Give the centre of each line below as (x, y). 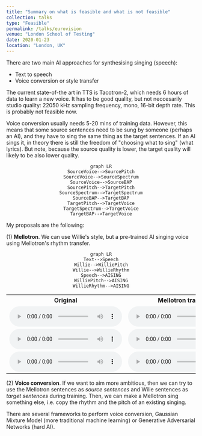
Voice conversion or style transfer (57, 81)
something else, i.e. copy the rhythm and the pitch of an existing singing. (96, 402)
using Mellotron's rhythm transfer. (48, 243)
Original (66, 300)
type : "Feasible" (28, 23)
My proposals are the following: (45, 225)
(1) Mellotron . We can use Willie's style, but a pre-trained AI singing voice (98, 236)
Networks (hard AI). (31, 426)
